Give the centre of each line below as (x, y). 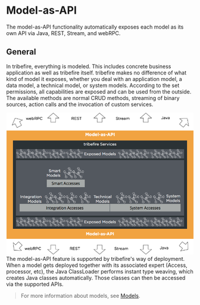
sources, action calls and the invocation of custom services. (80, 104)
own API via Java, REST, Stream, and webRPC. (63, 33)
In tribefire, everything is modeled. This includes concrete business (89, 66)
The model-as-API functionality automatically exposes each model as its (95, 27)
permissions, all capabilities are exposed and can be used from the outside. (99, 91)
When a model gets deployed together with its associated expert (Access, (97, 265)
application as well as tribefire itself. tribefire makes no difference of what (96, 73)
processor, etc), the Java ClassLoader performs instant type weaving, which (100, 272)
